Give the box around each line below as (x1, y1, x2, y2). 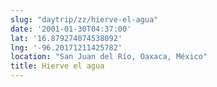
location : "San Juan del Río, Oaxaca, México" (10, 52, 208, 62)
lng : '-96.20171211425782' (10, 42, 123, 53)
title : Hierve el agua (10, 61, 105, 71)
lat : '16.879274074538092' (10, 33, 123, 43)
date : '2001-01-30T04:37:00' (10, 24, 132, 34)
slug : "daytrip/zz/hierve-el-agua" (10, 14, 159, 25)
